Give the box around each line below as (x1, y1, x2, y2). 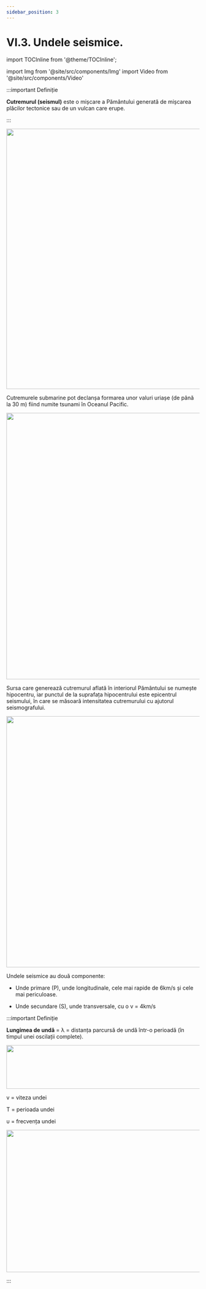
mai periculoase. (15, 990, 58, 998)
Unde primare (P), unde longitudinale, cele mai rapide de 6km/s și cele (15, 984, 194, 991)
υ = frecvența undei (6, 1117, 56, 1125)
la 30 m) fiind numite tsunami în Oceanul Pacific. (6, 400, 129, 408)
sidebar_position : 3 (6, 9, 59, 15)
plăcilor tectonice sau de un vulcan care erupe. (6, 104, 126, 112)
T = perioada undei (6, 1106, 55, 1113)
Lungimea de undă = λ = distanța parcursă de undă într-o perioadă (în (6, 1026, 185, 1034)
